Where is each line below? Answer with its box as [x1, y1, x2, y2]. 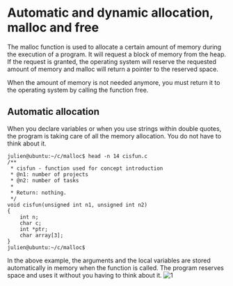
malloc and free [7, 19, 99, 35]
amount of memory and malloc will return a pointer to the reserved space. [7, 65, 219, 73]
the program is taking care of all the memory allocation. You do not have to [7, 132, 221, 140]
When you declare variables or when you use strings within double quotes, [7, 124, 222, 133]
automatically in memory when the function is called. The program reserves [7, 263, 224, 272]
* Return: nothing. [10, 189, 67, 196]
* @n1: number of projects [10, 170, 89, 178]
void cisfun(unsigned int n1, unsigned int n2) [7, 201, 148, 208]
